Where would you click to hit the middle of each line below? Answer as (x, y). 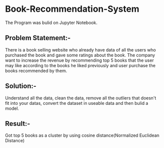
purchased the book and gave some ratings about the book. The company (80, 55)
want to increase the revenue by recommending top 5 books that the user (80, 60)
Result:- (18, 123)
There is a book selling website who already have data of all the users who (81, 49)
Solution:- (21, 86)
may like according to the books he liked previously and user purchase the (80, 65)
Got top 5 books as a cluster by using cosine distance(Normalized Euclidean (82, 135)
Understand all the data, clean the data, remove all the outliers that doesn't (81, 98)
